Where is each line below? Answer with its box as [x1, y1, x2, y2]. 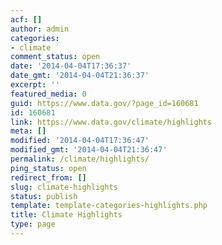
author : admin [10, 24, 70, 34]
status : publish [10, 191, 78, 201]
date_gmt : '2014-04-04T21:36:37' [10, 71, 150, 81]
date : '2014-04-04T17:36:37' [10, 61, 132, 71]
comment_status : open [10, 52, 101, 62]
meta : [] [10, 126, 47, 136]
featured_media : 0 [10, 89, 87, 99]
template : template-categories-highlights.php [10, 201, 208, 211]
